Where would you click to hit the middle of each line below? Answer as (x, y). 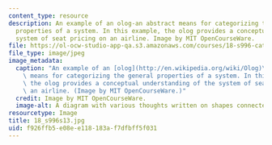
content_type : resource (49, 16)
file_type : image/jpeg (47, 53)
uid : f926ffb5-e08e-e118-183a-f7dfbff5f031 (83, 128)
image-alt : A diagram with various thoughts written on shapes (124, 106)
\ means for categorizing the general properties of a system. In (137, 76)
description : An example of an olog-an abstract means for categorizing (134, 23)
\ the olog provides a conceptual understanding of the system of (137, 83)
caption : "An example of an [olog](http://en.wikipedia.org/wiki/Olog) (139, 68)
